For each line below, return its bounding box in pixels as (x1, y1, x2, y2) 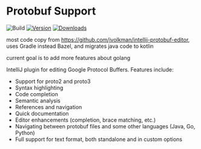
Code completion (15, 90, 59, 98)
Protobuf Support (6, 4, 96, 18)
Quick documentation (15, 110, 69, 117)
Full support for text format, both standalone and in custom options (15, 135, 183, 143)
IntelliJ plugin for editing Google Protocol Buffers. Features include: (6, 65, 174, 73)
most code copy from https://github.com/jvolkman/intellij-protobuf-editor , (6, 36, 190, 43)
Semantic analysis (15, 97, 61, 104)
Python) (15, 129, 35, 136)
